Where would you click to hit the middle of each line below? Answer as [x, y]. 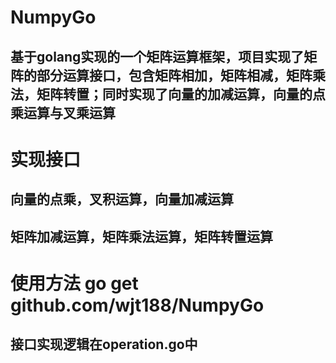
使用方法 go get [74, 283]
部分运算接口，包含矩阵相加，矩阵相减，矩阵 [174, 75]
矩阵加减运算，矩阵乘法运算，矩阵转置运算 [141, 236]
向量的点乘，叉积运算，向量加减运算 [122, 199]
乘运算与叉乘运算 [63, 112]
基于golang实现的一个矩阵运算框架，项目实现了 [157, 56]
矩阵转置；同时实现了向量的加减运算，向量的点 [181, 94]
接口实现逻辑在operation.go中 [104, 344]
